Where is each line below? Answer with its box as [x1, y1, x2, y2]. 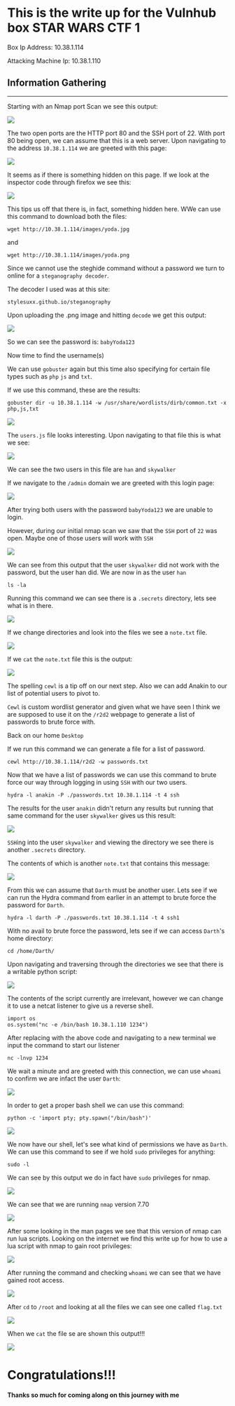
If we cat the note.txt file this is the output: [7, 654, 133, 663]
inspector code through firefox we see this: [7, 177, 131, 187]
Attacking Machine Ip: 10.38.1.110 [7, 56, 101, 65]
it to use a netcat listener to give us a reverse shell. [7, 1001, 154, 1010]
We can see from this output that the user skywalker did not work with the [7, 560, 220, 569]
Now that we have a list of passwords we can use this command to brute [7, 770, 217, 779]
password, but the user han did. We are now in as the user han [7, 568, 187, 576]
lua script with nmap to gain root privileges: [7, 1241, 132, 1250]
